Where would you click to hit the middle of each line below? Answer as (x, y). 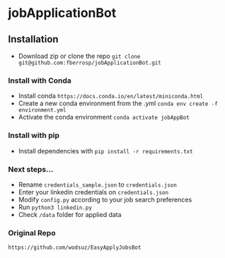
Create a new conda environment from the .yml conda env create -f (118, 103)
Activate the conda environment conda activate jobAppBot (104, 117)
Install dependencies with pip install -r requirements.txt (105, 151)
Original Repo (32, 233)
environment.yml (42, 110)
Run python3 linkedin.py (55, 207)
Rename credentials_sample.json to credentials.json (98, 184)
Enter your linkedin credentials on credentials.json (93, 192)
